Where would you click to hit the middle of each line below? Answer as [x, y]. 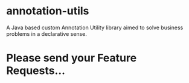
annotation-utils [48, 11]
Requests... [36, 71]
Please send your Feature [72, 58]
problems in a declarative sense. [47, 33]
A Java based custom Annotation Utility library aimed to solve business [95, 27]
